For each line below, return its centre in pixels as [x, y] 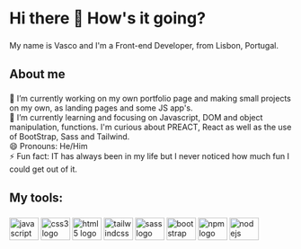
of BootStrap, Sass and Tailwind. [70, 137]
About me [37, 74]
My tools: [36, 197]
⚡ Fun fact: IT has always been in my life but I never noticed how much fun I [150, 156]
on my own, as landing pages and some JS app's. [101, 108]
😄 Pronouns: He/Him [49, 147]
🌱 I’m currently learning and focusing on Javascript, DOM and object [136, 118]
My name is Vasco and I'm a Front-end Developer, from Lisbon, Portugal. [144, 46]
